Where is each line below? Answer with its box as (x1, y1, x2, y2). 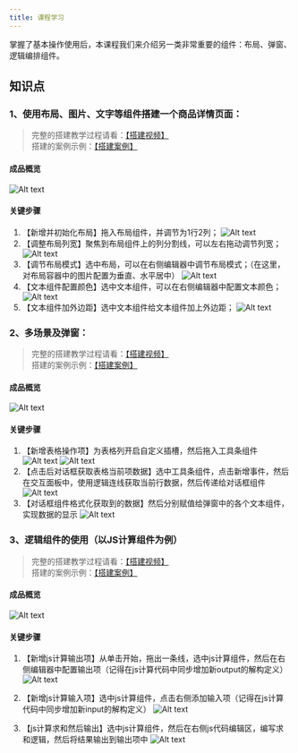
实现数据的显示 (21, 509, 78, 520)
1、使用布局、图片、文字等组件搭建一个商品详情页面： (9, 107, 243, 120)
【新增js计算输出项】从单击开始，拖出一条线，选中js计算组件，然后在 (21, 653, 278, 663)
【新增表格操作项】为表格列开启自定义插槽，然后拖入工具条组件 (21, 445, 258, 457)
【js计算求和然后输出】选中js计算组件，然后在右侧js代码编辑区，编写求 (21, 723, 285, 734)
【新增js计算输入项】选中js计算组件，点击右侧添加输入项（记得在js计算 (21, 693, 285, 704)
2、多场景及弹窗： (9, 326, 89, 338)
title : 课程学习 (9, 13, 64, 22)
